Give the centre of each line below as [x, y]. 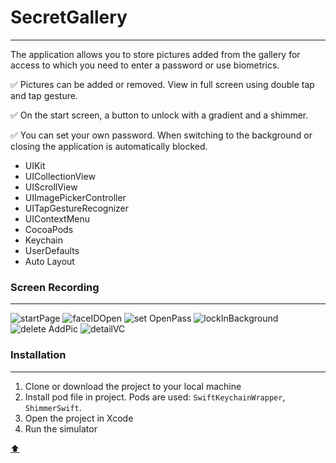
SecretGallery [69, 17]
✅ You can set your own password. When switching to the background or [161, 135]
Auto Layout [49, 261]
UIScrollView [51, 187]
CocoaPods [49, 229]
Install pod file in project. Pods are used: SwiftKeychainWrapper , [155, 397]
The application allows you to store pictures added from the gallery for [155, 54]
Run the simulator [61, 428]
